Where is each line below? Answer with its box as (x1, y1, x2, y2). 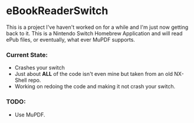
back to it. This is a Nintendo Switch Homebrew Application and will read (6, 29, 183, 36)
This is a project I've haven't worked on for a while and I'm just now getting (6, 24, 189, 31)
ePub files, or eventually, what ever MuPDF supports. (6, 36, 136, 43)
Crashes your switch (14, 64, 65, 71)
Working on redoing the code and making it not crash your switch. (14, 83, 176, 90)
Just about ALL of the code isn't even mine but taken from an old (14, 71, 173, 78)
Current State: (6, 51, 48, 59)
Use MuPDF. (14, 111, 45, 118)
